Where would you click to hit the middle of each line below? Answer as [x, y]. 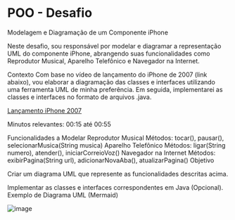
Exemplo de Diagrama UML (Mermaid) [63, 195]
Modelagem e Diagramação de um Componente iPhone [88, 32]
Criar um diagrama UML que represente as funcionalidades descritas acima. [118, 174]
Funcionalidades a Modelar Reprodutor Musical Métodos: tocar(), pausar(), [116, 138]
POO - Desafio [50, 13]
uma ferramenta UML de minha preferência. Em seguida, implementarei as [115, 89]
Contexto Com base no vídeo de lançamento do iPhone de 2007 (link [107, 75]
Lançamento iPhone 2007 [45, 110]
